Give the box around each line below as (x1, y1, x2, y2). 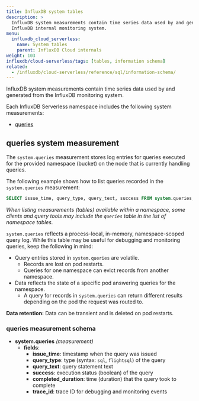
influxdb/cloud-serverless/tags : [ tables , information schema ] (6, 58, 166, 64)
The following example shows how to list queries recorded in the (6, 178, 164, 185)
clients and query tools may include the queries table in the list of (6, 212, 166, 219)
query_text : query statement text (32, 363, 114, 370)
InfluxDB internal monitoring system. (11, 25, 108, 31)
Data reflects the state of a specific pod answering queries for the (14, 279, 176, 286)
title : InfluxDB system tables (6, 8, 84, 15)
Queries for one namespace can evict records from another (23, 267, 169, 274)
